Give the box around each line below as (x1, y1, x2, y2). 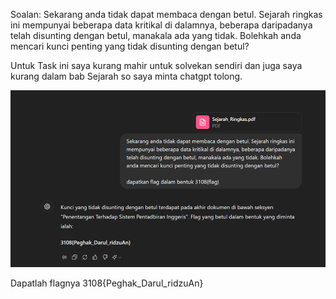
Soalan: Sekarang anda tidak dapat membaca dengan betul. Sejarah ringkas (10, 9, 323, 20)
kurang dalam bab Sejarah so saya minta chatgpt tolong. (10, 70, 243, 82)
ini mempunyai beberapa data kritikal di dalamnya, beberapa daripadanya (10, 19, 313, 31)
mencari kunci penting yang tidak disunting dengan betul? (10, 40, 250, 52)
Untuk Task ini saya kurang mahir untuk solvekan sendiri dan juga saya (10, 60, 303, 71)
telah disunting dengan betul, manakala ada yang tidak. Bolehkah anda (10, 30, 302, 41)
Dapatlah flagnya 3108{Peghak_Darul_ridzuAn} (10, 277, 204, 289)
